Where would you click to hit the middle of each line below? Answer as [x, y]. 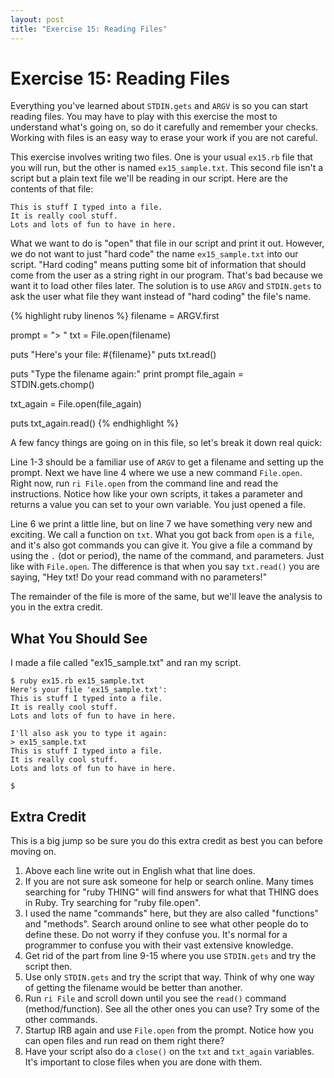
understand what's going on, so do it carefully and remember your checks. [164, 127]
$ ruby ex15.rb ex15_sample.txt [77, 681]
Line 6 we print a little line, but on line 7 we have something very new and [161, 524]
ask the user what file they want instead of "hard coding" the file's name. [161, 297]
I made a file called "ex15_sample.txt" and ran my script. [126, 663]
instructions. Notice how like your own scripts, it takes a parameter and [156, 494]
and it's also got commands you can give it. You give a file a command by [161, 545]
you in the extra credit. [56, 607]
